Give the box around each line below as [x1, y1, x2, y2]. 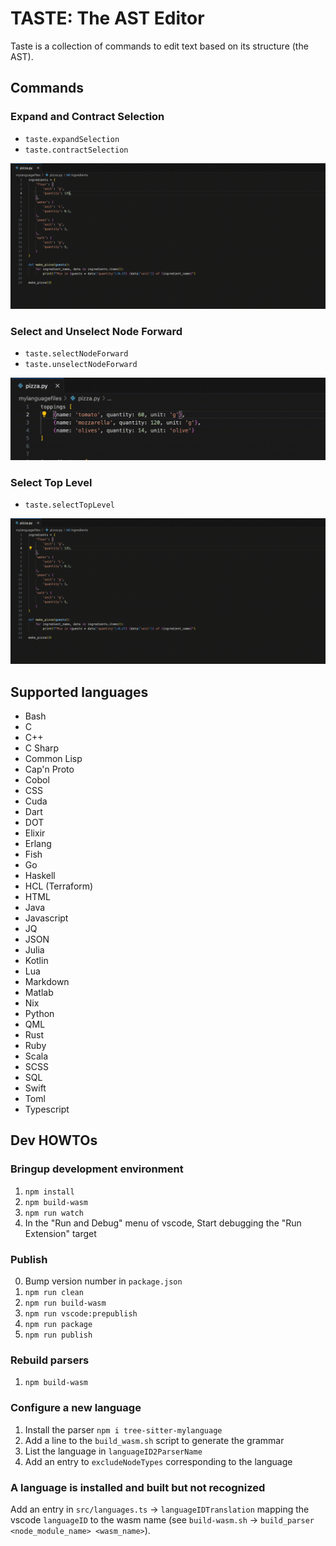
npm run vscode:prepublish [24, 1309, 138, 1319]
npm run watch [24, 1208, 84, 1218]
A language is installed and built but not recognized [10, 1480, 266, 1494]
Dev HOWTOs [10, 1132, 98, 1149]
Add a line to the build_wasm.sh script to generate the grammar [24, 1434, 285, 1446]
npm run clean [24, 1288, 84, 1298]
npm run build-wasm [24, 1298, 107, 1309]
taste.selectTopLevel [24, 500, 115, 510]
